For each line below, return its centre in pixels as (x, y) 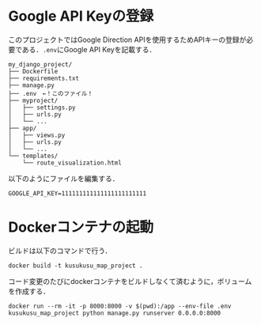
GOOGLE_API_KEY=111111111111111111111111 (78, 193)
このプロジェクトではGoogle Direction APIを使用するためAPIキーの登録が (127, 40)
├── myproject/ (33, 100)
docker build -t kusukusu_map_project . (76, 266)
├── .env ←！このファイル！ (51, 93)
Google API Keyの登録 (81, 16)
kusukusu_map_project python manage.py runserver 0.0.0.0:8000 (115, 313)
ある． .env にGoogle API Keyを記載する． (89, 49)
